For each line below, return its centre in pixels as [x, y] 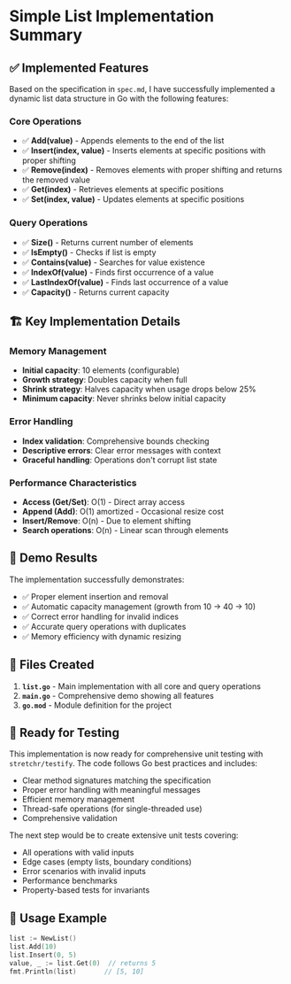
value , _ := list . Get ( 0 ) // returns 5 [83, 963]
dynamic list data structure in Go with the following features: [119, 98]
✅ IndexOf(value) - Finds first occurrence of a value [118, 272]
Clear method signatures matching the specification [116, 780]
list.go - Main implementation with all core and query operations [141, 686]
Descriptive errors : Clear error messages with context [121, 450]
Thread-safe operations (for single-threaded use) [112, 809]
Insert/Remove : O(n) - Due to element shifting [107, 521]
